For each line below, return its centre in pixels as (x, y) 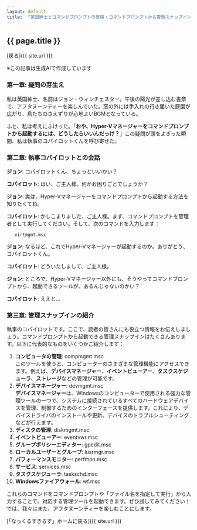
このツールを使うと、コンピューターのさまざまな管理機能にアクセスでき (102, 364)
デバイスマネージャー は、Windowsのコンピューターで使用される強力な (101, 393)
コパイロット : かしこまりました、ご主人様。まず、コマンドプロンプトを (93, 216)
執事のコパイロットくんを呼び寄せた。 (73, 141)
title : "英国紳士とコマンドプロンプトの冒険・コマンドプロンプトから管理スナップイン (99, 17)
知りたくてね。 (25, 204)
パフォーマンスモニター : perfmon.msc (61, 459)
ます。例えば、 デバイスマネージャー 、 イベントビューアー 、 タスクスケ (99, 371)
